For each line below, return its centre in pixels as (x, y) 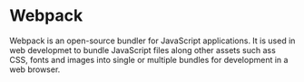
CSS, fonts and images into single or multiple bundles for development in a (149, 59)
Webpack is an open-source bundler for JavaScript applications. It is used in (152, 41)
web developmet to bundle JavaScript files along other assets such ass (143, 50)
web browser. (35, 69)
